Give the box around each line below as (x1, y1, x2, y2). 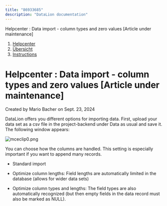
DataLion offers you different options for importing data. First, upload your (5, 116, 158, 122)
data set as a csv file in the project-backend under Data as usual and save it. (5, 121, 163, 127)
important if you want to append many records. (5, 151, 102, 157)
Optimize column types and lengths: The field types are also (12, 186, 136, 192)
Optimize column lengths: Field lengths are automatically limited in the (12, 171, 157, 177)
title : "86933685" (5, 7, 43, 12)
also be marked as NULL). (12, 196, 66, 202)
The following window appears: (5, 127, 70, 133)
